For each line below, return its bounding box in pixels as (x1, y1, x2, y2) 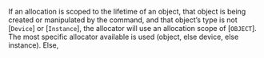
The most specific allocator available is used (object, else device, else (8, 32, 239, 41)
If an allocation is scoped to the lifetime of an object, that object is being (8, 7, 246, 16)
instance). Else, (8, 41, 59, 50)
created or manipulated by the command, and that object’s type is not (8, 15, 238, 25)
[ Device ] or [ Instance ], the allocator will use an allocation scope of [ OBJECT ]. (8, 24, 258, 33)
